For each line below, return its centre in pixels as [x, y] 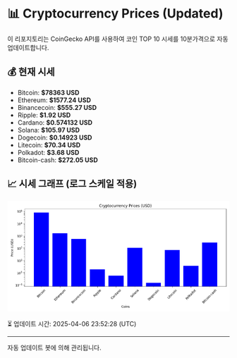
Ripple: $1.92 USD [44, 115]
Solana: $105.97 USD [48, 130]
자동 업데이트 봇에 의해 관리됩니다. [54, 347]
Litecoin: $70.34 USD [49, 144]
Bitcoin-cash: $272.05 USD [58, 160]
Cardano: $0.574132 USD [55, 122]
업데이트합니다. [28, 47]
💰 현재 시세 [31, 72]
